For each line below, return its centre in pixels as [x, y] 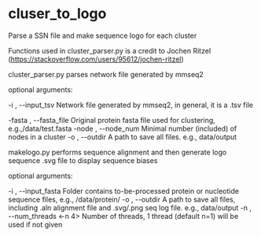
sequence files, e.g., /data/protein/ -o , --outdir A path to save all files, [122, 199]
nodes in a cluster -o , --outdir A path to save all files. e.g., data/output [123, 137]
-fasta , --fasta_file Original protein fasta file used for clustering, [112, 120]
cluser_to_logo [57, 14]
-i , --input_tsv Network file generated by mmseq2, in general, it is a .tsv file [131, 105]
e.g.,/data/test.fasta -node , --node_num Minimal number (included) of [123, 128]
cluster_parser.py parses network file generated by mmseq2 [106, 74]
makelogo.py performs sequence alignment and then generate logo [118, 152]
